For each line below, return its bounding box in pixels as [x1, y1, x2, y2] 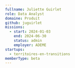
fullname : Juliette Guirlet [5, 7, 62, 12]
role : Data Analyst [5, 11, 45, 16]
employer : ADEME [14, 43, 47, 47]
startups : [5, 47, 25, 52]
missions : [5, 25, 25, 30]
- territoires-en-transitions [9, 51, 70, 57]
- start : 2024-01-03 [9, 29, 51, 34]
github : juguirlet [5, 20, 42, 25]
